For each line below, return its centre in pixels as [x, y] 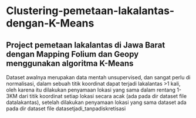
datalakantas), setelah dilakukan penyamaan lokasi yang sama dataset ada [96, 102]
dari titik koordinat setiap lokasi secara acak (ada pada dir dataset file [102, 96]
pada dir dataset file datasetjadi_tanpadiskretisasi [66, 109]
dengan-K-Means [50, 23]
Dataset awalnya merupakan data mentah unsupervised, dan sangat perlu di [98, 77]
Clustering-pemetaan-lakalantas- [90, 11]
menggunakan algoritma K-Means [70, 63]
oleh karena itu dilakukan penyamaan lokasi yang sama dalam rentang [91, 90]
